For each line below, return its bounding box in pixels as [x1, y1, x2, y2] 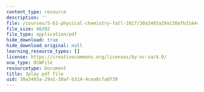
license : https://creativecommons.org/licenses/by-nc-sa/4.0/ [6, 54, 167, 60]
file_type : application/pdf [6, 31, 78, 38]
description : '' [6, 15, 47, 21]
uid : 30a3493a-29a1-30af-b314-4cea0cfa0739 [6, 76, 118, 82]
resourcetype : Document [6, 65, 67, 71]
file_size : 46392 [6, 25, 50, 32]
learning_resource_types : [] [6, 48, 80, 54]
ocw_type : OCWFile [6, 59, 53, 65]
